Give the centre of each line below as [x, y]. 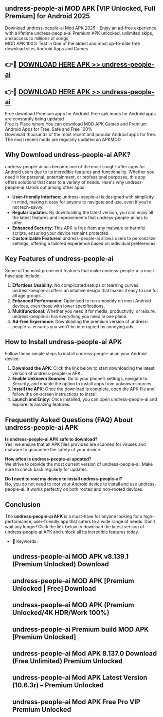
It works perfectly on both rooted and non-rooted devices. [85, 489]
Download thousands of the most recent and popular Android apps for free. [81, 135]
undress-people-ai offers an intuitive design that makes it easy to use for [85, 290]
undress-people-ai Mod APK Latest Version [80, 678]
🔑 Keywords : [25, 541]
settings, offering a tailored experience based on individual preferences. [84, 243]
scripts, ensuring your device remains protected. [61, 233]
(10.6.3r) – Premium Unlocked [58, 685]
